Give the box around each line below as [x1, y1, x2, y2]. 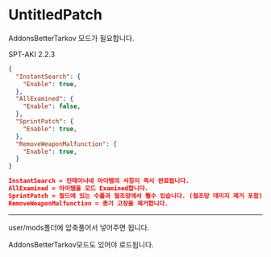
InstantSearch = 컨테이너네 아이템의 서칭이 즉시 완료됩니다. [8, 177, 190, 185]
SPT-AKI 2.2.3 [8, 49, 56, 59]
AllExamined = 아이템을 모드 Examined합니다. [8, 184, 149, 193]
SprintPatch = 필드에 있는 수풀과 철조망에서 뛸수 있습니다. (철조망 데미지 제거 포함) [8, 192, 263, 200]
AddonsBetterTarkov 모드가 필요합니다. [8, 33, 135, 43]
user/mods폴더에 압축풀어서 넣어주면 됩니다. [8, 222, 150, 232]
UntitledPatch [8, 6, 102, 24]
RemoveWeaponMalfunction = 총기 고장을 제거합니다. [8, 199, 169, 207]
